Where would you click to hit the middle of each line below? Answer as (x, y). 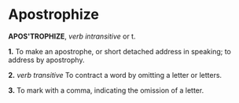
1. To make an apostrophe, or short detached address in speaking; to (120, 51)
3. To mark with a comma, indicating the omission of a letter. (106, 90)
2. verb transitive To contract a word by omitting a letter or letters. (115, 75)
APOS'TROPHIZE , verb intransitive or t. (72, 36)
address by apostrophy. (46, 60)
